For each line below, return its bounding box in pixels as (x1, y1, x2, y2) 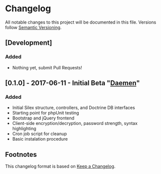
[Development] (5, 39, 53, 47)
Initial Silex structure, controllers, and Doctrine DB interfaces (12, 105, 135, 111)
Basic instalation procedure (12, 136, 68, 142)
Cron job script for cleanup (12, 131, 67, 137)
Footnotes (5, 150, 37, 159)
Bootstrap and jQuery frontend (12, 115, 75, 121)
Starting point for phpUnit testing (12, 110, 79, 116)
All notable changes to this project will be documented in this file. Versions (5, 19, 157, 25)
